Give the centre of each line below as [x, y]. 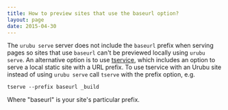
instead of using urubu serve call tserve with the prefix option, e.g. [101, 74]
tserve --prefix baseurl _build [53, 87]
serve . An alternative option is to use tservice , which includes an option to [111, 60]
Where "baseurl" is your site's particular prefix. [74, 100]
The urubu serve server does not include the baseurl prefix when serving [110, 46]
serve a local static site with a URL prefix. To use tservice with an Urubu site [114, 67]
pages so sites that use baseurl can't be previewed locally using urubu [106, 53]
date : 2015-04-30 [32, 26]
